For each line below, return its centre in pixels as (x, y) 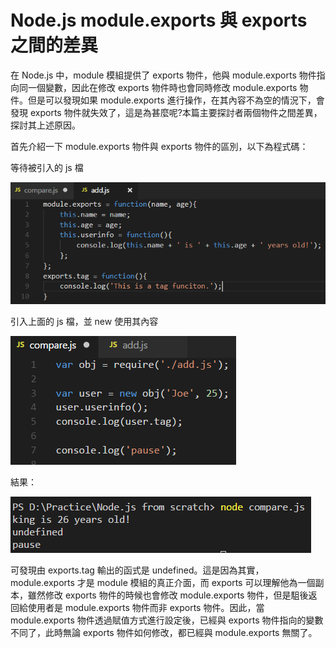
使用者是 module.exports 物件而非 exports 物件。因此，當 (146, 608)
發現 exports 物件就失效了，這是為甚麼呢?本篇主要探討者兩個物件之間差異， (166, 112)
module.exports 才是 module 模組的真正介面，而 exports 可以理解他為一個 (163, 583)
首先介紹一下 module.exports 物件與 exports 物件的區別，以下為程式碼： (159, 146)
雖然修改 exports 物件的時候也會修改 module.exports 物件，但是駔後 (168, 595)
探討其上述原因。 (45, 125)
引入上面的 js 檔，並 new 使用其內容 (84, 322)
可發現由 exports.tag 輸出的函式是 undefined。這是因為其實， (137, 570)
